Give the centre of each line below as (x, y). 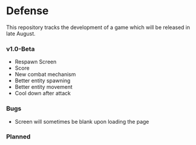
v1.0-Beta (20, 49)
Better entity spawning (42, 80)
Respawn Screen (36, 62)
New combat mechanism (45, 75)
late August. (21, 33)
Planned (18, 137)
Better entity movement (43, 87)
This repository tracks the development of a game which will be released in (98, 27)
